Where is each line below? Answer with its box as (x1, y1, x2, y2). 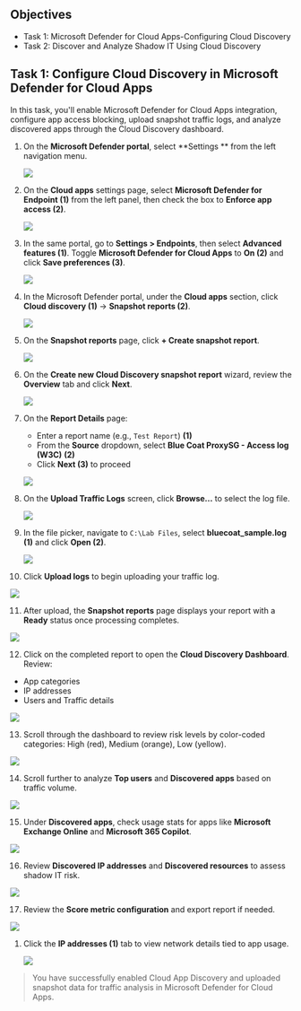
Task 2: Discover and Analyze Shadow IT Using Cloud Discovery (22, 40, 262, 51)
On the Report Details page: (22, 413, 128, 423)
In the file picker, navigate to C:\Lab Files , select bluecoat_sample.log (22, 527, 288, 537)
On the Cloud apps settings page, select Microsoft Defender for (22, 184, 262, 196)
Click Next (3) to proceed (36, 458, 131, 469)
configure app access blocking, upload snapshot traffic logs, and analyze (10, 114, 281, 125)
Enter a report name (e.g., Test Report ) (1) (36, 430, 193, 440)
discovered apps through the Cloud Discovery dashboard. (10, 123, 225, 134)
